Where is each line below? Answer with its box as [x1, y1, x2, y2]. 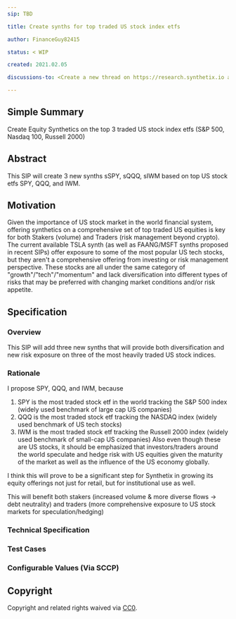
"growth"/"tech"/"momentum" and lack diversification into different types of [7, 271, 228, 279]
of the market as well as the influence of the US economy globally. [17, 458, 210, 466]
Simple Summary [7, 106, 84, 118]
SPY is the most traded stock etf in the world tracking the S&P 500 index [17, 398, 228, 406]
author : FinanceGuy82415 [7, 36, 80, 43]
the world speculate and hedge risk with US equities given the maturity [17, 451, 223, 459]
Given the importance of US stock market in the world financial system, [7, 218, 214, 226]
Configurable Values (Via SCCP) [7, 563, 119, 573]
